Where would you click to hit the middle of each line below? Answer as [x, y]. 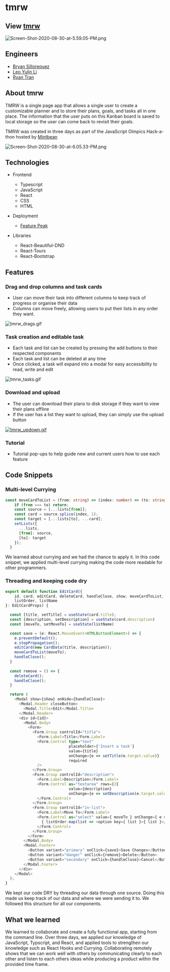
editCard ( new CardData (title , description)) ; [63, 648]
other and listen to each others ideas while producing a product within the [82, 959]
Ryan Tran [23, 77]
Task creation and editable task [45, 337]
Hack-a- [155, 131]
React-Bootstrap [37, 256]
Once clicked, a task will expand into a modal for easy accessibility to [85, 364]
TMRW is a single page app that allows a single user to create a [71, 105]
